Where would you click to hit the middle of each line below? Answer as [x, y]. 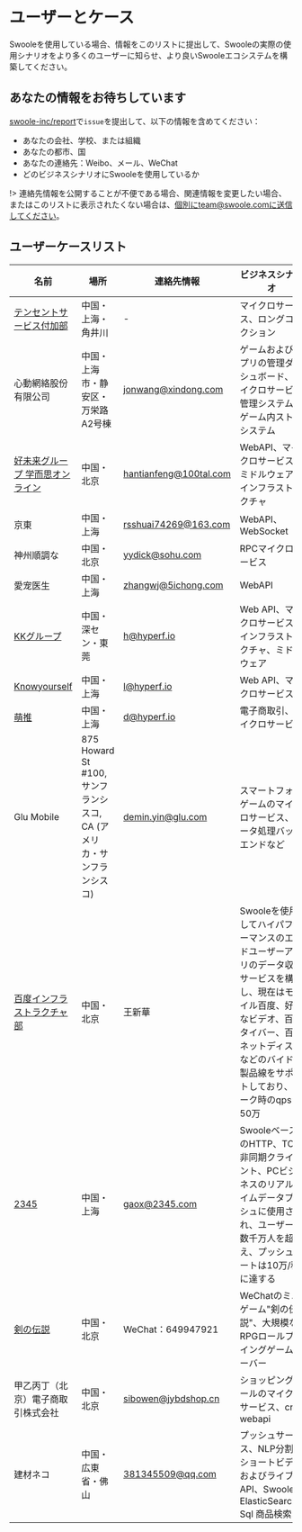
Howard [98, 750]
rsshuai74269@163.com [177, 524]
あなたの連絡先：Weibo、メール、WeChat [100, 163]
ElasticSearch [269, 1500]
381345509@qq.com [170, 1473]
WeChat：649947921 [170, 1329]
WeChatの [261, 1295]
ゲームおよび [266, 349]
